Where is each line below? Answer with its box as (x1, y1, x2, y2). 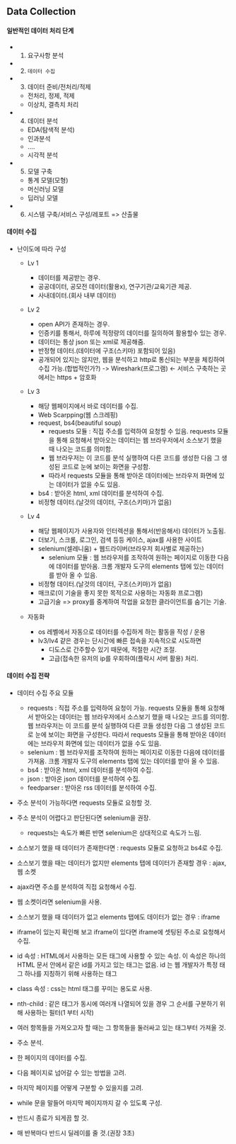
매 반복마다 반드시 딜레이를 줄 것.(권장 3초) (16, 1129, 135, 1137)
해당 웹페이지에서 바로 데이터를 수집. (37, 402, 138, 410)
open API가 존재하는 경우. (37, 319, 110, 328)
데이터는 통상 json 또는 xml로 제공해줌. (37, 337, 146, 346)
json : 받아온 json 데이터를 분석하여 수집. (27, 775, 141, 783)
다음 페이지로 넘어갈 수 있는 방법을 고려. (16, 1069, 126, 1077)
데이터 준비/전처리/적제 (27, 82, 91, 91)
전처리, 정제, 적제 (27, 91, 75, 100)
